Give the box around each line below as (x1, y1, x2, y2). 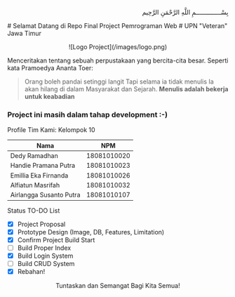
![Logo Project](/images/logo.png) (68, 43, 168, 51)
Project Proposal (17, 220, 66, 228)
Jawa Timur (7, 29, 42, 37)
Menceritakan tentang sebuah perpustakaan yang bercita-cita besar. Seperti (7, 56, 229, 65)
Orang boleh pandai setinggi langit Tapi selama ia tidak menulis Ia (24, 77, 214, 86)
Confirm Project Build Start (17, 235, 95, 244)
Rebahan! (17, 267, 46, 275)
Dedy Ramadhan (10, 152, 58, 160)
